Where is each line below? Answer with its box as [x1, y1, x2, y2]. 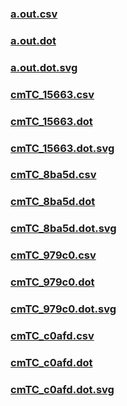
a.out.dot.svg [10, 60, 78, 74]
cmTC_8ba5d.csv [10, 168, 97, 182]
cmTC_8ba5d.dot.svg [10, 222, 117, 236]
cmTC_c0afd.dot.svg [10, 382, 115, 396]
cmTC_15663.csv [10, 87, 95, 101]
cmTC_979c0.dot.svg [10, 302, 117, 316]
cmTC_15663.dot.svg [10, 141, 115, 155]
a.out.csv [10, 7, 58, 21]
